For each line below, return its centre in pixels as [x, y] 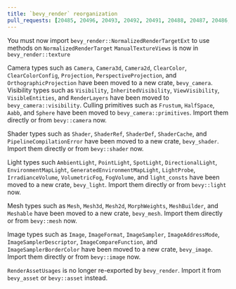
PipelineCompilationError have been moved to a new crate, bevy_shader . [113, 141]
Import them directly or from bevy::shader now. [76, 148]
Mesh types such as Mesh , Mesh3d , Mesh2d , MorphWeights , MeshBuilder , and [113, 205]
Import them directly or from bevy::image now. [74, 257]
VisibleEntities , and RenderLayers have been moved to [88, 97]
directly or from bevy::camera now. [57, 120]
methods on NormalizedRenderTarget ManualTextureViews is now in [103, 48]
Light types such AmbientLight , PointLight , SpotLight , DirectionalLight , [112, 162]
